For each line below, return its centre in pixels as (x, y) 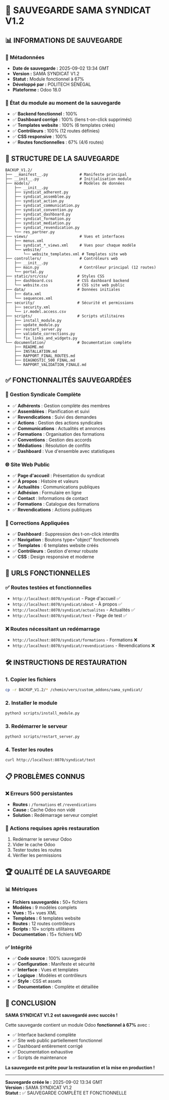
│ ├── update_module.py (32, 325)
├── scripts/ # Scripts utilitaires (65, 316)
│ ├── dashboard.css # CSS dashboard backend (67, 281)
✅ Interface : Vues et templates (46, 970)
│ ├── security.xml (28, 307)
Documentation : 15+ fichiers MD (47, 934)
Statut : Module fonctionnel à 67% (48, 79)
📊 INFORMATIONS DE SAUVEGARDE (64, 40)
